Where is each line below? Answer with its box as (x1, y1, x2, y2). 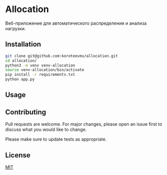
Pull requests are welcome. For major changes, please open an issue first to (5, 121, 162, 127)
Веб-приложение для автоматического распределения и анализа (5, 20, 147, 26)
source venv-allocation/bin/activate (5, 67, 85, 72)
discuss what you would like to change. (5, 127, 87, 133)
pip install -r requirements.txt (5, 72, 75, 77)
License (5, 151, 31, 159)
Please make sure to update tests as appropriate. (5, 136, 107, 142)
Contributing (5, 108, 46, 116)
